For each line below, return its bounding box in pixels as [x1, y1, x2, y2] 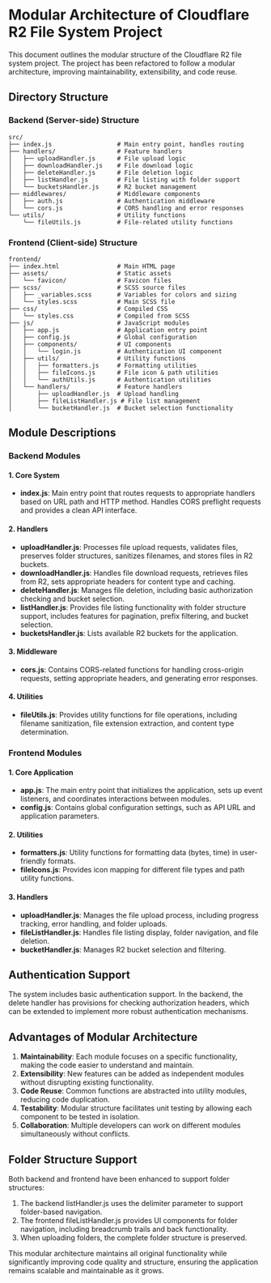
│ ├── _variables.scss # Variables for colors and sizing [8, 290, 237, 299]
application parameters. [19, 812, 100, 821]
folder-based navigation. [19, 1207, 103, 1217]
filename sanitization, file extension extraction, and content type [19, 718, 235, 728]
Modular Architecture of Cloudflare [8, 6, 250, 24]
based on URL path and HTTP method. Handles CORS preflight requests [19, 497, 261, 507]
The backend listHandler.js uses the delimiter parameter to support [19, 1199, 243, 1208]
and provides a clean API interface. [19, 505, 138, 515]
